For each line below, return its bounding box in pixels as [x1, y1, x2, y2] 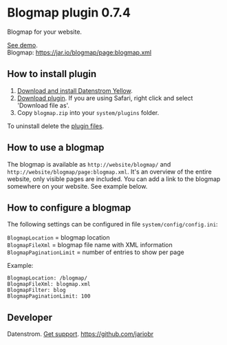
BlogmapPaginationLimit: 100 [7, 293, 91, 300]
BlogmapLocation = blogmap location [7, 233, 110, 242]
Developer [7, 311, 53, 323]
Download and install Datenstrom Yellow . [17, 86, 133, 94]
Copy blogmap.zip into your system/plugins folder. [17, 108, 160, 116]
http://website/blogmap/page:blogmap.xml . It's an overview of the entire [7, 167, 212, 176]
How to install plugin [7, 68, 97, 80]
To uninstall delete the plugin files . [7, 122, 105, 130]
